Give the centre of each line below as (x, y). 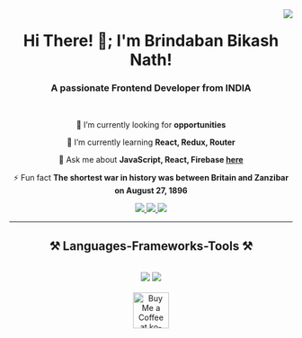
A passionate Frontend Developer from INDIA (151, 88)
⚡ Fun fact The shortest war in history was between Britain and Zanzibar (151, 178)
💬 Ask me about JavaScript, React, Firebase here (151, 160)
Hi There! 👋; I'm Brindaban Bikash (151, 41)
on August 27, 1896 (151, 191)
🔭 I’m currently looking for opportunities (151, 125)
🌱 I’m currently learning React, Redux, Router (151, 142)
